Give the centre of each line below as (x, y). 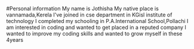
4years (15, 40)
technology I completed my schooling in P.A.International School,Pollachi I (97, 21)
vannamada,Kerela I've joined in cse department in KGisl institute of (89, 15)
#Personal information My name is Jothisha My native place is (83, 9)
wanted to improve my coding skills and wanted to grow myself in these (94, 34)
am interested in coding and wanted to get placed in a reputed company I (96, 27)
